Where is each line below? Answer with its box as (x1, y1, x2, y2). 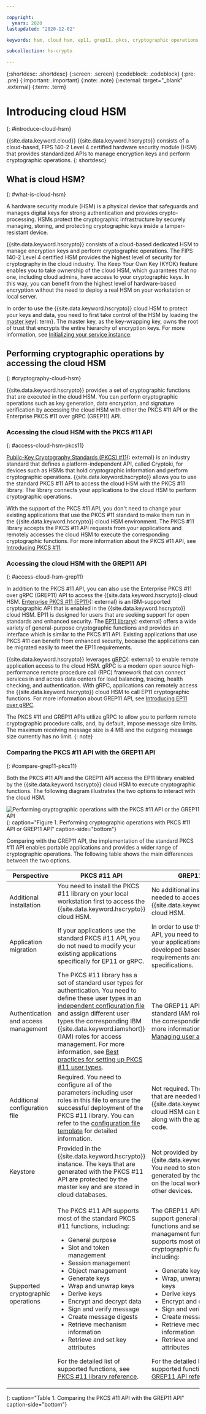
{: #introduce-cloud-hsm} (6, 125, 72, 133)
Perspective (12, 871, 49, 880)
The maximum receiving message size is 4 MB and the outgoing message (6, 726, 193, 734)
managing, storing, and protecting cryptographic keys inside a (6, 222, 164, 229)
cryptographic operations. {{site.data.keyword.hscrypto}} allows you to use (6, 473, 197, 480)
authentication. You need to (57, 986, 137, 994)
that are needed (151, 1092, 197, 1100)
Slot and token (67, 1243, 110, 1252)
